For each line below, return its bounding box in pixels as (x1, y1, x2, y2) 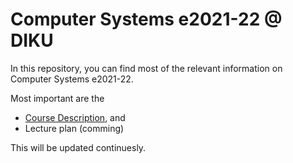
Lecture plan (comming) (24, 122, 125, 134)
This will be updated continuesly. (10, 141, 147, 153)
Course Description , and (24, 111, 126, 123)
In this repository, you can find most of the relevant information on (10, 62, 283, 74)
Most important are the (10, 92, 105, 104)
